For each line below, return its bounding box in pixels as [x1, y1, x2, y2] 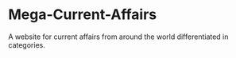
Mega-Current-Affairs [8, 6, 157, 24]
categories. [8, 40, 45, 49]
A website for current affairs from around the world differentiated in [8, 32, 229, 41]
